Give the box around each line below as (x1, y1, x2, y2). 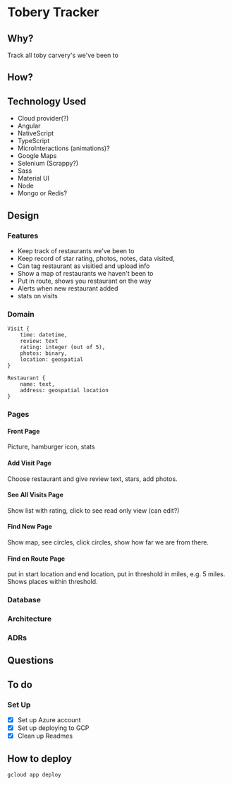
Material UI (17, 174, 50, 183)
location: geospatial (20, 356, 83, 363)
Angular (17, 121, 41, 130)
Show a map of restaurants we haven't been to (17, 269, 154, 277)
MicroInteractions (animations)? (17, 144, 111, 152)
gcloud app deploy (7, 771, 61, 778)
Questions (7, 655, 54, 667)
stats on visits (17, 291, 58, 300)
